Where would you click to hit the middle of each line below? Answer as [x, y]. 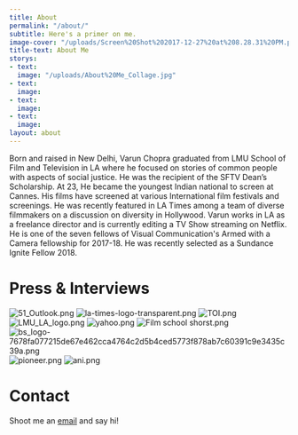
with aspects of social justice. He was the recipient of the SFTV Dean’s [138, 177]
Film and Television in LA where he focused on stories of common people [143, 167]
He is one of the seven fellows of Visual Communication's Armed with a [140, 233]
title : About [33, 17]
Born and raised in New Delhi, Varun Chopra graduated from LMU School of [148, 158]
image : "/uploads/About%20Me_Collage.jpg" [97, 75]
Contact [39, 396]
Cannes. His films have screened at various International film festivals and [144, 195]
